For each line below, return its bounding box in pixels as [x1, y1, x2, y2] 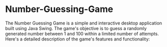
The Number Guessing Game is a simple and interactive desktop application [5, 20, 162, 26]
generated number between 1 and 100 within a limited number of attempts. [5, 30, 159, 36]
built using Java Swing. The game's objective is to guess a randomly [5, 25, 147, 31]
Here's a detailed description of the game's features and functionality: [5, 36, 150, 42]
